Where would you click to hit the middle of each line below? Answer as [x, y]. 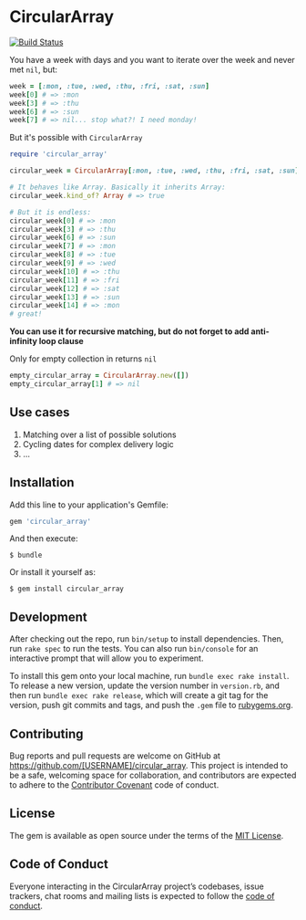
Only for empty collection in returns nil [83, 359]
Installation [42, 482]
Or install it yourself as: [52, 572]
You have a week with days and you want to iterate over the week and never [153, 59]
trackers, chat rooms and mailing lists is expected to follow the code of [142, 895]
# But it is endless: [51, 212]
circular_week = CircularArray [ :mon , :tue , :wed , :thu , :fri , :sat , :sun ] [154, 171]
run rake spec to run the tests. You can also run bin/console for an [134, 649]
